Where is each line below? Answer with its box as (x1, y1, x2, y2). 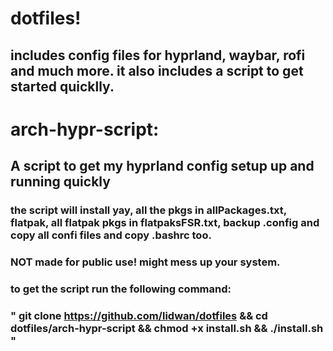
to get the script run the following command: (10, 282, 232, 296)
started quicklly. (10, 78, 115, 95)
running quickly (10, 173, 111, 191)
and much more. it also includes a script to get (10, 62, 304, 79)
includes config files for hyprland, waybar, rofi (10, 47, 306, 64)
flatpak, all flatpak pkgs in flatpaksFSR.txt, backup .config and (10, 216, 320, 230)
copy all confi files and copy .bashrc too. (10, 228, 212, 242)
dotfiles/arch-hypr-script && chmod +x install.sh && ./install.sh (10, 321, 324, 335)
